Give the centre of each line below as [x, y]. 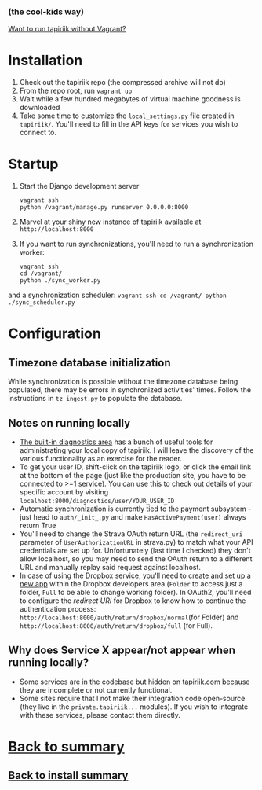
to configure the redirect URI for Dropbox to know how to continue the [133, 601]
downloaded [40, 108]
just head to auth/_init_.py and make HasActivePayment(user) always [133, 516]
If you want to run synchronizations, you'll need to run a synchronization [136, 244]
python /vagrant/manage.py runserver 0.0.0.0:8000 [104, 208]
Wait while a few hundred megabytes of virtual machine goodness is [130, 99]
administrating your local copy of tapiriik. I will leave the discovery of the [136, 450]
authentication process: [58, 608]
